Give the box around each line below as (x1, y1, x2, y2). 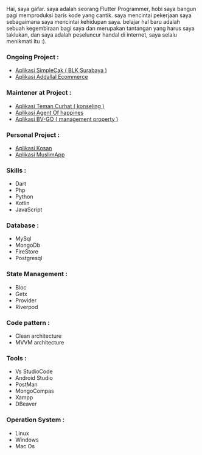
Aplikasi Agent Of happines (15, 109, 84, 116)
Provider (15, 296, 37, 304)
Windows (15, 436, 39, 443)
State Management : (6, 270, 68, 278)
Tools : (6, 354, 27, 362)
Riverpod (15, 303, 38, 310)
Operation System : (6, 415, 65, 424)
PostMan (15, 381, 38, 388)
